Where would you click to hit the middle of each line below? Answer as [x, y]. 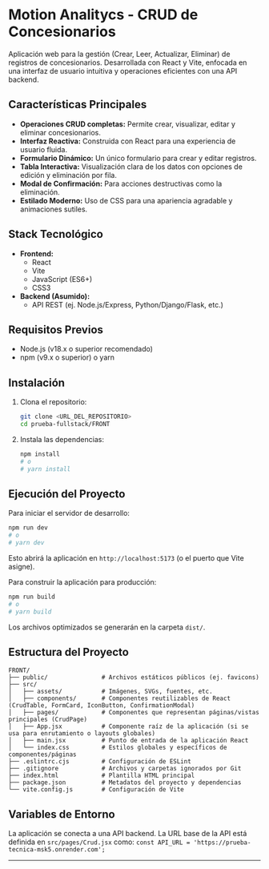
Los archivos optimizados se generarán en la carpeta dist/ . [107, 627]
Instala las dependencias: [62, 439]
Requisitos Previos [56, 330]
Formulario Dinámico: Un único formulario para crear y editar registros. [138, 158]
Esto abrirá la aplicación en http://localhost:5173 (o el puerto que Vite [126, 558]
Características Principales [78, 105]
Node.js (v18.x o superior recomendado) [86, 349]
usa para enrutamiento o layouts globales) [82, 734]
